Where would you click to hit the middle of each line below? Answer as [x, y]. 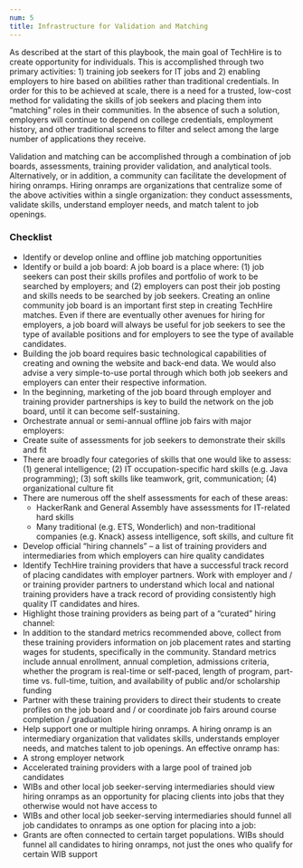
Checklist [31, 237]
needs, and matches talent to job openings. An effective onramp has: [151, 747]
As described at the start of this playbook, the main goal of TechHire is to [146, 52]
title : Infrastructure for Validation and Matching [109, 26]
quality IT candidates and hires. [81, 603]
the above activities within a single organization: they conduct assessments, [151, 195]
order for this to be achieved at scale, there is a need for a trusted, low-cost [151, 91]
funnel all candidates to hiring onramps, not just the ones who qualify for [158, 844]
